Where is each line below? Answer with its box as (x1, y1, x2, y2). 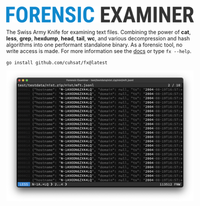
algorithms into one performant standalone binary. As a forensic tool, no (6, 41, 183, 48)
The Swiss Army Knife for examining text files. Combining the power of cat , (6, 28, 191, 36)
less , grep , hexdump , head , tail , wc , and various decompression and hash (6, 35, 190, 42)
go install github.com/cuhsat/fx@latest (6, 60, 108, 65)
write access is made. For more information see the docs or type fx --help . (6, 47, 192, 54)
